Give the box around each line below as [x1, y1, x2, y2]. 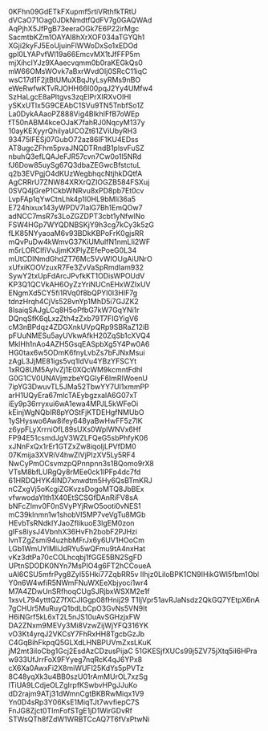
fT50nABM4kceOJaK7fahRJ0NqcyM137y [8, 118, 146, 127]
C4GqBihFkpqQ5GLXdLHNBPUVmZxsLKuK [8, 638, 152, 647]
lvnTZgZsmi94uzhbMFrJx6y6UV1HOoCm [8, 535, 145, 545]
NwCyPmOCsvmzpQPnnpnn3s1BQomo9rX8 [8, 459, 154, 468]
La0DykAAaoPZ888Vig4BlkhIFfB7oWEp [8, 109, 140, 119]
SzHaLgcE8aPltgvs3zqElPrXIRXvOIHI [8, 92, 132, 101]
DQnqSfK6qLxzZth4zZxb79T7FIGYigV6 [8, 314, 139, 323]
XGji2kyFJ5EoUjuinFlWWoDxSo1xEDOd [8, 41, 138, 51]
